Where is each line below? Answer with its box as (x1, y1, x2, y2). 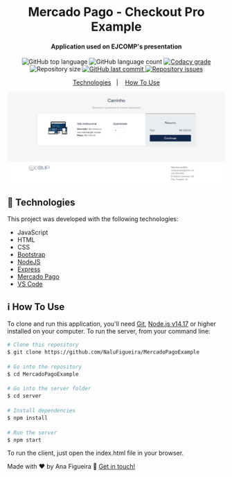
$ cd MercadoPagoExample (7, 370, 79, 378)
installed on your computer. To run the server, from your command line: (7, 327, 211, 336)
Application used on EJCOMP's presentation (51, 42, 182, 51)
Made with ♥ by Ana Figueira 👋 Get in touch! (7, 462, 136, 471)
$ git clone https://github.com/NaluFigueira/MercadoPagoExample (7, 349, 199, 356)
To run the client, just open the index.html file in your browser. (7, 449, 184, 458)
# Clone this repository (7, 341, 79, 349)
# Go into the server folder (7, 385, 91, 392)
